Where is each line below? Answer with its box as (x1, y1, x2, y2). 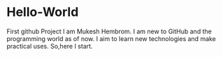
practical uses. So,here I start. (6, 42, 93, 50)
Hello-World (6, 4, 79, 20)
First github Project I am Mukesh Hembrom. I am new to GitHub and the (6, 27, 213, 35)
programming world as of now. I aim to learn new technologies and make (6, 34, 216, 42)
